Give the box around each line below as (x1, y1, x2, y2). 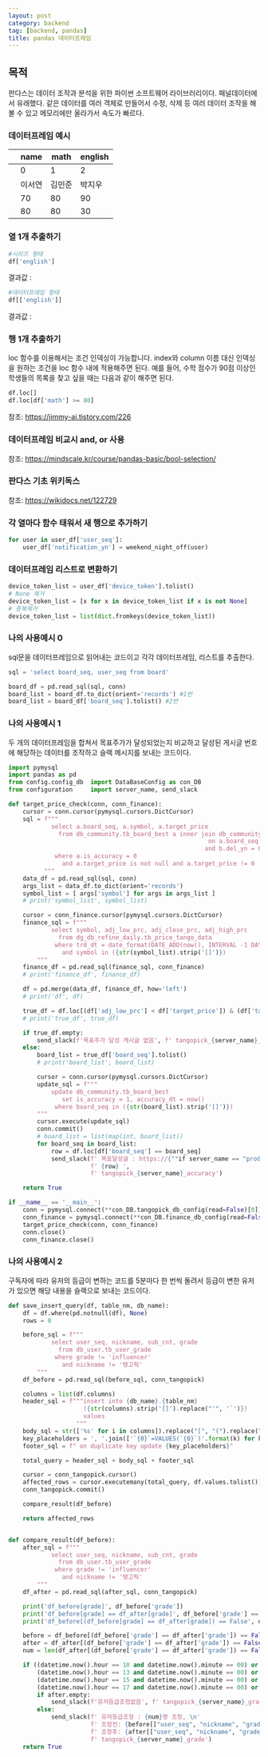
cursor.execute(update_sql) (37, 1118, 130, 1126)
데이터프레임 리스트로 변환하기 (8, 564, 118, 575)
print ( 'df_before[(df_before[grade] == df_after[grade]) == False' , (22, 1617, 255, 1625)
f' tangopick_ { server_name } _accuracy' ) (90, 1169, 223, 1177)
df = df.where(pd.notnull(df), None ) (22, 1309, 148, 1317)
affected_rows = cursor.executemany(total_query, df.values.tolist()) (22, 1478, 262, 1487)
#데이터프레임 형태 (8, 289, 60, 297)
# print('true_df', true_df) (22, 1014, 120, 1022)
